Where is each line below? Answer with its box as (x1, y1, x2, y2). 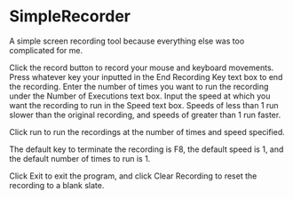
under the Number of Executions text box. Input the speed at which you (9, 91, 271, 101)
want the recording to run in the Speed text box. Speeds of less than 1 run (9, 99, 279, 110)
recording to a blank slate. (9, 179, 105, 190)
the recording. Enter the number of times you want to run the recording (9, 81, 269, 92)
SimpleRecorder (9, 6, 131, 27)
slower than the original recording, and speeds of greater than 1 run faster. (9, 109, 281, 120)
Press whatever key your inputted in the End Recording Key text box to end (9, 71, 283, 82)
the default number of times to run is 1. (9, 153, 151, 163)
